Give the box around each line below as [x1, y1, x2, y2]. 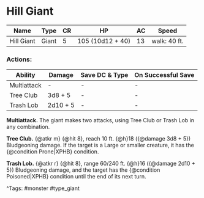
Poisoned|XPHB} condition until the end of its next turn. [6, 173, 146, 180]
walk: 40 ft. [151, 37, 184, 45]
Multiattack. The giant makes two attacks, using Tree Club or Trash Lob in [6, 117, 195, 124]
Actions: [6, 55, 32, 64]
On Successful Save [134, 71, 195, 79]
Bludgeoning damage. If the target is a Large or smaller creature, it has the [6, 142, 194, 149]
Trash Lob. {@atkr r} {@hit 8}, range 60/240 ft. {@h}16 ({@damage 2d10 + [6, 160, 196, 167]
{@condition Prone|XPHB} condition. [6, 148, 99, 155]
